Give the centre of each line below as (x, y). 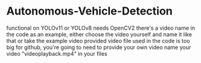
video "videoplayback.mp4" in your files (57, 53)
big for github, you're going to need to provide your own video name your (99, 47)
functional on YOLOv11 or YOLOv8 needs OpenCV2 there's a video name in (101, 28)
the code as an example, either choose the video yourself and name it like (99, 34)
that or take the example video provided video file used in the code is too (98, 41)
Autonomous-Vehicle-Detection (90, 11)
